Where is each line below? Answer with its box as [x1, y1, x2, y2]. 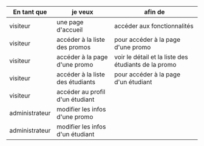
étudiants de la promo [114, 61, 177, 68]
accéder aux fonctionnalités [114, 22, 194, 30]
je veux [72, 8, 93, 16]
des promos [56, 43, 91, 51]
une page [56, 18, 84, 26]
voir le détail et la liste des [114, 53, 188, 61]
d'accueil [56, 25, 83, 34]
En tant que [13, 8, 47, 16]
